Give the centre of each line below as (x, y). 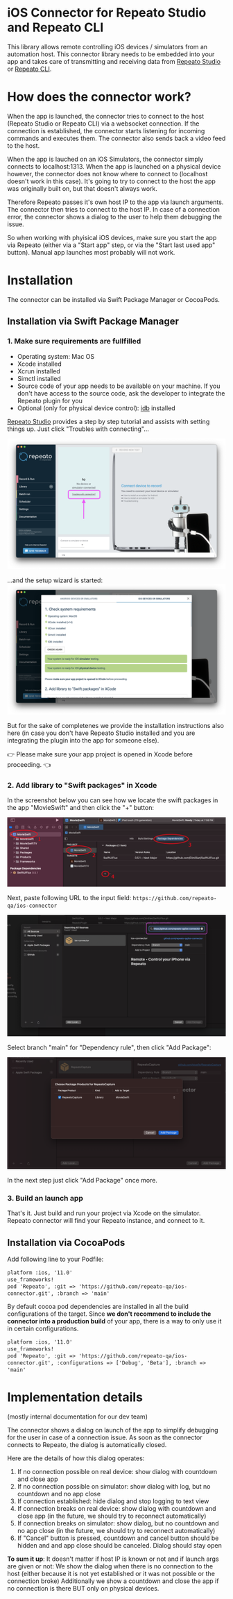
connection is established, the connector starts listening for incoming (106, 130)
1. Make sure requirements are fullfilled (74, 341)
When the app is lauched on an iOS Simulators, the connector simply (105, 159)
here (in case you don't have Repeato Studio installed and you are (101, 733)
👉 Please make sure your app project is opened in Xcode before (100, 754)
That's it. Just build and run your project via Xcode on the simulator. (104, 1213)
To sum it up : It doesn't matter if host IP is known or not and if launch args (113, 1559)
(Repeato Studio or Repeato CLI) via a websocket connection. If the (103, 124)
